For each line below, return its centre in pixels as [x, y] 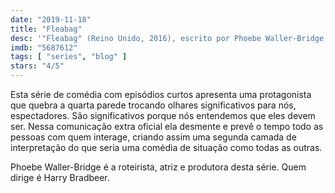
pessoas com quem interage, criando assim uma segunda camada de [153, 137]
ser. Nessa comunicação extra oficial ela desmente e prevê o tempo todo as [167, 126]
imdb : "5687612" [44, 47]
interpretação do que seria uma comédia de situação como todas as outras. [166, 147]
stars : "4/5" [37, 66]
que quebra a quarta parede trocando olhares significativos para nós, [153, 105]
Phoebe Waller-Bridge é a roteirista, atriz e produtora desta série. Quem [158, 167]
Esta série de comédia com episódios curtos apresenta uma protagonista [161, 94]
